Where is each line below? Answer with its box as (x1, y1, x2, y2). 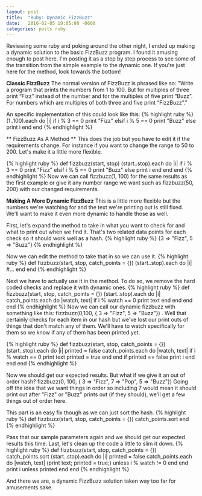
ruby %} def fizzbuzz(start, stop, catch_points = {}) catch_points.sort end (6, 416, 189, 423)
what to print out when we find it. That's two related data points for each (6, 228, 186, 236)
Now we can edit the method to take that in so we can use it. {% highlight (6, 253, 189, 260)
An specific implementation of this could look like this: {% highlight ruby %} (6, 111, 194, 118)
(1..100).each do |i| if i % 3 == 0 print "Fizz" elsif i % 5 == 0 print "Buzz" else (6, 117, 196, 125)
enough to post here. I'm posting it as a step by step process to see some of (6, 55, 196, 62)
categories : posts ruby (6, 25, 66, 32)
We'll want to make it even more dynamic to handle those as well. (6, 210, 169, 218)
